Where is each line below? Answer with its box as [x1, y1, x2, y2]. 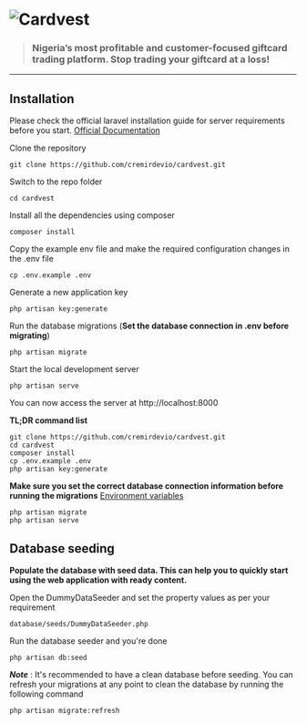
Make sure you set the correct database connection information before [9, 481, 284, 491]
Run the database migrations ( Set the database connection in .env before [9, 320, 290, 332]
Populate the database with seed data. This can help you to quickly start [9, 565, 289, 576]
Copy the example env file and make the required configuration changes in [9, 243, 290, 254]
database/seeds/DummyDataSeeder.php [9, 620, 148, 629]
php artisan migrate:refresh [9, 707, 120, 716]
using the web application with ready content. [9, 574, 188, 585]
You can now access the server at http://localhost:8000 [9, 398, 219, 409]
